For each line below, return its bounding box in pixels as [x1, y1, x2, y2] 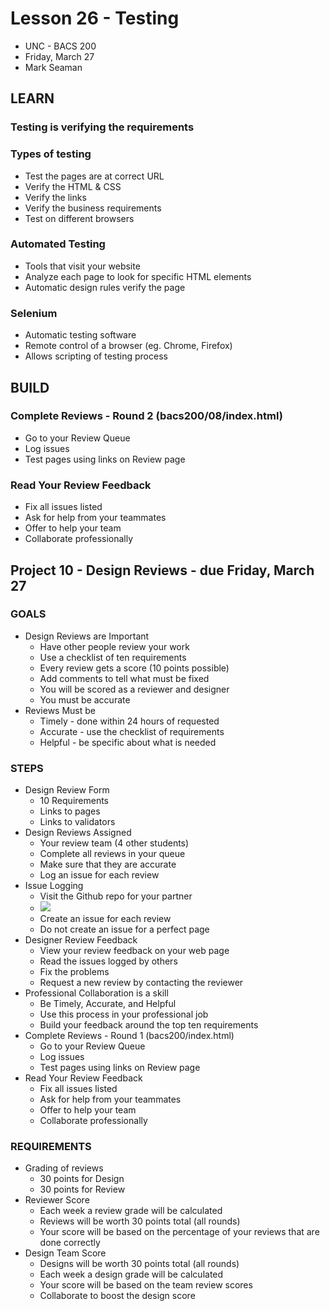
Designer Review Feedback [24, 934, 138, 946]
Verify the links [24, 191, 87, 203]
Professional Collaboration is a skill [24, 987, 169, 999]
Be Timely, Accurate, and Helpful [39, 998, 177, 1010]
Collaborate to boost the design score [39, 1290, 196, 1302]
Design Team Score [24, 1247, 107, 1259]
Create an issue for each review [39, 913, 172, 925]
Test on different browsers [24, 212, 135, 224]
